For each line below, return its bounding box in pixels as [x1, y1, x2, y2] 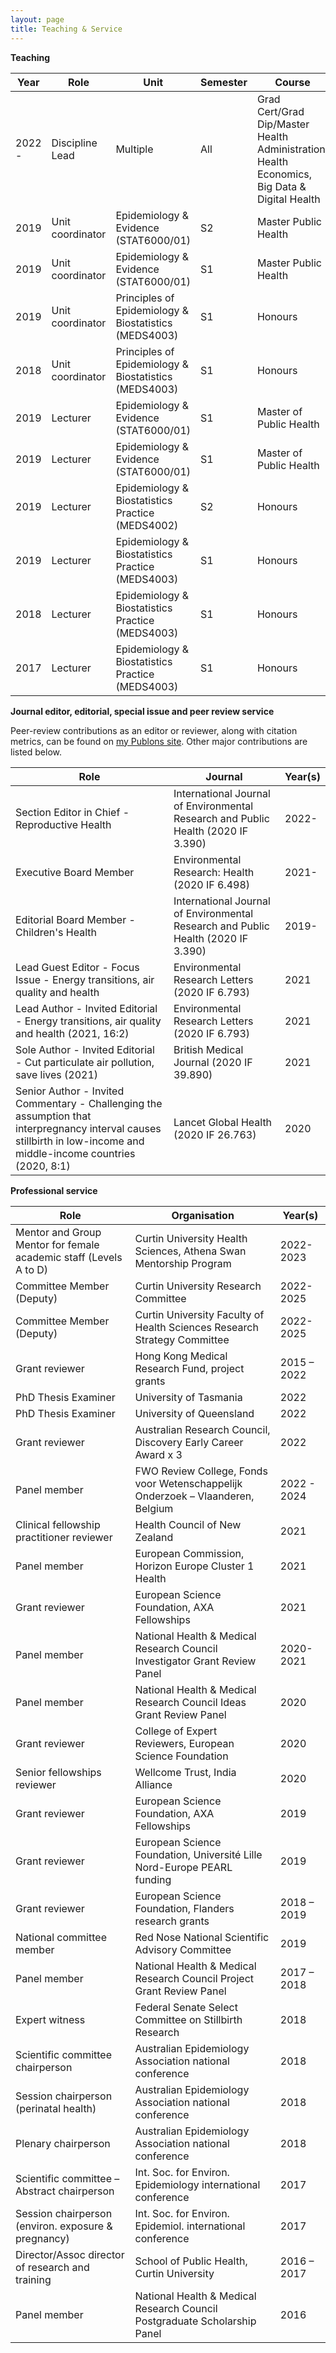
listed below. [10, 746, 63, 758]
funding [134, 1872, 172, 1886]
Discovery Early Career [134, 1435, 244, 1449]
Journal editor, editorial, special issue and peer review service [10, 705, 275, 717]
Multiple [115, 142, 154, 156]
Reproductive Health [15, 817, 112, 831]
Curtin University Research [134, 1279, 262, 1293]
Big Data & [256, 179, 307, 193]
